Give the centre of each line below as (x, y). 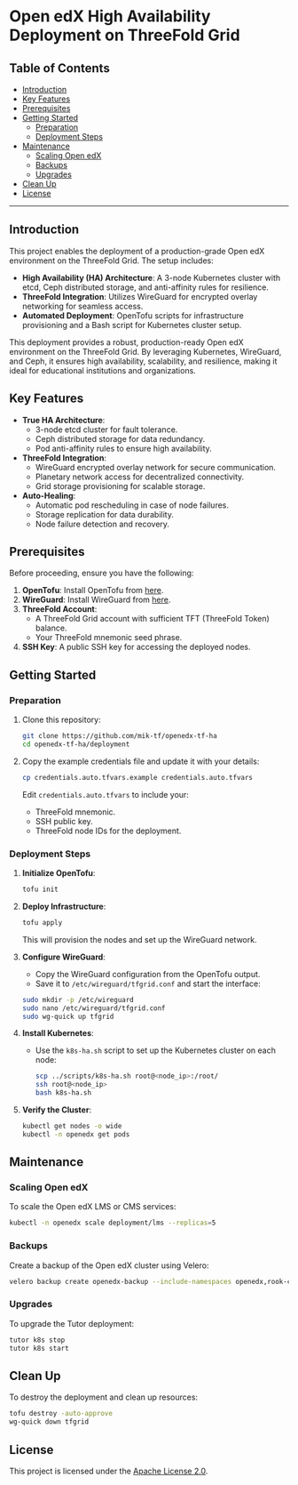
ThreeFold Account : (59, 609)
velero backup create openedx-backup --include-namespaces (121, 1281)
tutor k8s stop (37, 1340)
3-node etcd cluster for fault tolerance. (106, 429)
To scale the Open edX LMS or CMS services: (93, 1207)
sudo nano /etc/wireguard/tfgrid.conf (94, 1008)
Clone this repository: (61, 720)
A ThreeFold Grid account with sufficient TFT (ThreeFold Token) (153, 619)
